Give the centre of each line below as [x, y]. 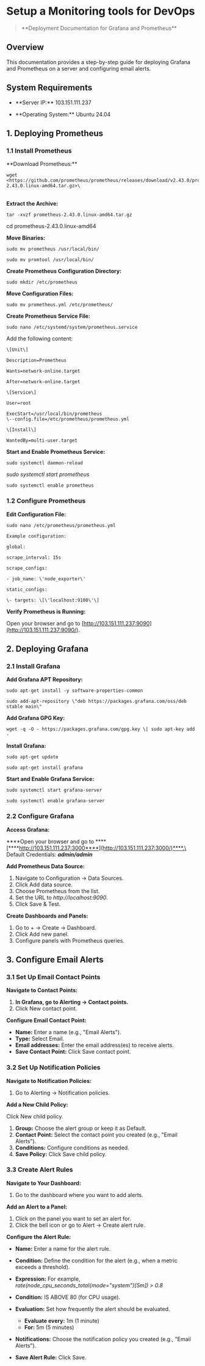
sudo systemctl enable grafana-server [56, 801]
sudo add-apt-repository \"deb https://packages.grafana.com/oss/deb [97, 702]
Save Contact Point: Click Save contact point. [73, 1052]
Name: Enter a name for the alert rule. [63, 1248]
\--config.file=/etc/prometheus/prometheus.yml [68, 419]
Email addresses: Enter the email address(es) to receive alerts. [95, 1045]
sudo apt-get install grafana [45, 768]
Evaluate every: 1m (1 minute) [62, 1321]
